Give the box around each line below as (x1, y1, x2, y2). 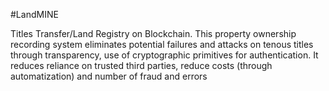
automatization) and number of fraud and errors (10, 70, 208, 82)
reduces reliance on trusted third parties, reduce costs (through (10, 60, 273, 71)
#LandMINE (10, 9, 59, 20)
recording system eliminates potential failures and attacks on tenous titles (10, 39, 314, 50)
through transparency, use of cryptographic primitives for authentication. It (10, 49, 319, 61)
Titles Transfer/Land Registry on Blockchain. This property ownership (10, 28, 297, 39)
